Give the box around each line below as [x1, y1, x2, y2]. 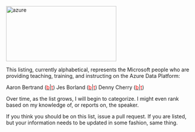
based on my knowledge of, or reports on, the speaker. [6, 101, 139, 108]
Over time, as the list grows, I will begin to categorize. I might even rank [6, 95, 179, 102]
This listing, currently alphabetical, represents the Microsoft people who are [6, 66, 190, 73]
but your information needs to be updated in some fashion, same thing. [6, 119, 178, 126]
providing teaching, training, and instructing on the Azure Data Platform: [6, 72, 180, 79]
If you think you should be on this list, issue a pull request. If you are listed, [6, 113, 187, 120]
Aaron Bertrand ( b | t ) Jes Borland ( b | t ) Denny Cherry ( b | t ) [6, 84, 144, 91]
